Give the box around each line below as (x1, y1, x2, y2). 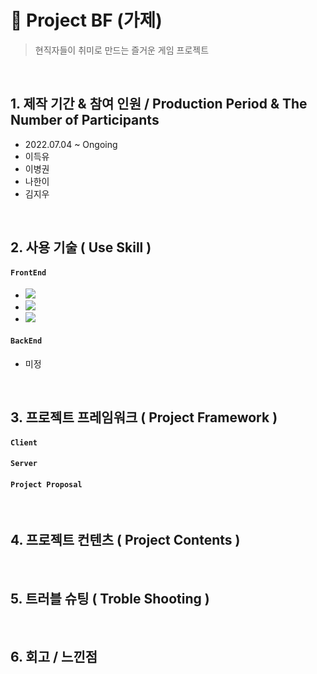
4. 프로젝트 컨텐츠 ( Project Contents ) (10, 531, 241, 548)
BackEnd (10, 336, 43, 346)
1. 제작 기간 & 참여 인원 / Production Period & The (10, 96, 308, 113)
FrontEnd (10, 267, 47, 278)
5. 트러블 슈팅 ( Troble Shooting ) (10, 590, 210, 607)
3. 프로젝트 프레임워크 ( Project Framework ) (10, 409, 278, 426)
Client (10, 437, 38, 448)
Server (10, 459, 38, 469)
